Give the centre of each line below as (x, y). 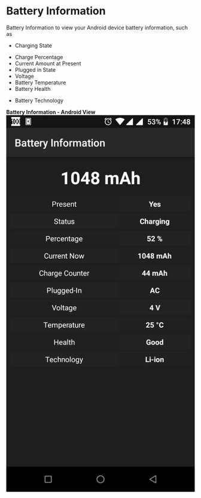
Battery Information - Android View (51, 112)
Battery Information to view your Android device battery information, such (97, 28)
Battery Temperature (40, 83)
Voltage (24, 76)
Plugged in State (35, 69)
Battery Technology (39, 100)
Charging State (33, 45)
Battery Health (33, 88)
